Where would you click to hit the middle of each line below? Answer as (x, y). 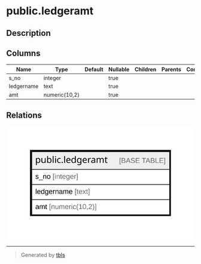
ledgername (24, 86)
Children (145, 69)
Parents (171, 69)
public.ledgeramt (50, 11)
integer (52, 78)
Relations (24, 115)
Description (28, 33)
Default (94, 69)
